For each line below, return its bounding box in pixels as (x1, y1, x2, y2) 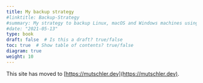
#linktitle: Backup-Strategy (6, 14, 80, 20)
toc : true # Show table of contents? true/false (6, 43, 134, 49)
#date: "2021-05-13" (6, 25, 59, 32)
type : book (6, 31, 34, 37)
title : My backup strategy (6, 8, 74, 15)
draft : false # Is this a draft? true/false (6, 37, 123, 43)
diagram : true (6, 48, 42, 54)
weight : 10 (6, 54, 34, 60)
